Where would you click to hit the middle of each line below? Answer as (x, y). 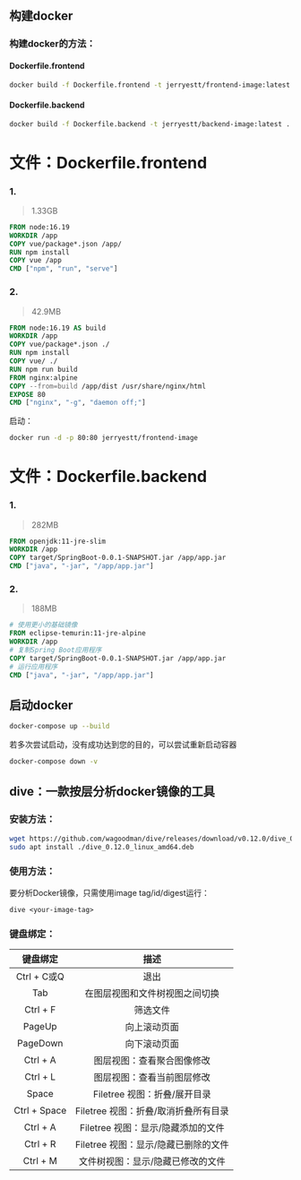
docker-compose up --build (60, 727)
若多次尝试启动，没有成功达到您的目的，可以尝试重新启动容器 (123, 745)
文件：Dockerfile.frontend (108, 163)
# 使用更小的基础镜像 (43, 625)
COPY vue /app (36, 261)
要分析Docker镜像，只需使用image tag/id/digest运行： (110, 892)
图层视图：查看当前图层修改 (152, 1078)
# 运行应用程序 (34, 667)
